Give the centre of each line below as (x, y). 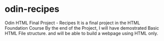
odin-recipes (32, 9)
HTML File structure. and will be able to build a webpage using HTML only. (81, 33)
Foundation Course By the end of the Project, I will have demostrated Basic (82, 28)
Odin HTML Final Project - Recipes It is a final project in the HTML (72, 23)
